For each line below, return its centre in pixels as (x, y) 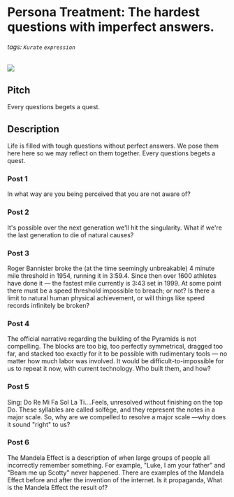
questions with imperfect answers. (111, 27)
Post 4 (19, 323)
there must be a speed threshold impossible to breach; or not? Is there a (111, 290)
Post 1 (17, 178)
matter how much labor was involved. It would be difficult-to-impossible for (116, 361)
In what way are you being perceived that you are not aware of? (99, 194)
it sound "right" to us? (39, 424)
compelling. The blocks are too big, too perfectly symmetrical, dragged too (115, 346)
